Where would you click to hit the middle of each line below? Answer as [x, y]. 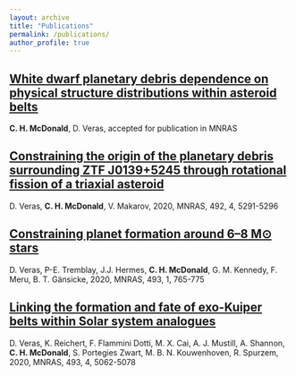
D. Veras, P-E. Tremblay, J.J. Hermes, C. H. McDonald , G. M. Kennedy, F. [144, 269]
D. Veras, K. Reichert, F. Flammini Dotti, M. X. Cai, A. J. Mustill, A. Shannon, [147, 343]
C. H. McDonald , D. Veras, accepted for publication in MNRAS [123, 128]
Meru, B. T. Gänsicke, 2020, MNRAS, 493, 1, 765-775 [107, 279]
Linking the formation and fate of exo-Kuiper [136, 308]
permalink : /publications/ [59, 34]
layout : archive [39, 17]
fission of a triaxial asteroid [87, 184]
